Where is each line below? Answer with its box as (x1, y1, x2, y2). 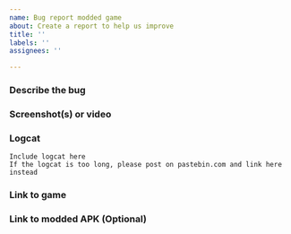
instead (9, 168, 39, 178)
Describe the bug (9, 84, 87, 97)
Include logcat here (9, 152, 87, 161)
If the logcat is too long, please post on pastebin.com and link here (9, 160, 282, 169)
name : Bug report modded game (9, 13, 123, 22)
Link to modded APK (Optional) (9, 212, 148, 225)
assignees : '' (9, 47, 63, 56)
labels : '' (9, 38, 50, 48)
